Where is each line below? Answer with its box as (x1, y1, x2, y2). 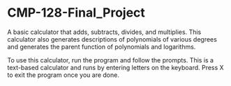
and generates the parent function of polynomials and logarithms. (7, 42, 196, 51)
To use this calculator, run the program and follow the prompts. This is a (7, 55, 214, 64)
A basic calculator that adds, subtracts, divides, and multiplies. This (7, 28, 202, 36)
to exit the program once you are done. (7, 71, 120, 79)
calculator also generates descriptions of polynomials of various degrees (7, 35, 218, 43)
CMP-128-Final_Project (7, 5, 145, 21)
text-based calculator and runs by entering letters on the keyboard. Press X (7, 63, 225, 71)
